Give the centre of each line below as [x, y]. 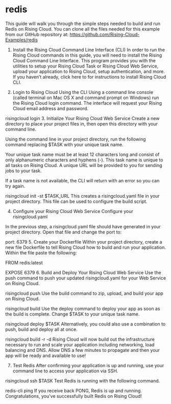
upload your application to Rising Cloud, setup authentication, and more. [89, 71]
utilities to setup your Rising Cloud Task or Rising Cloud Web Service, [86, 66]
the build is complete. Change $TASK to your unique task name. [72, 314]
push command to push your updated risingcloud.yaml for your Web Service [86, 278]
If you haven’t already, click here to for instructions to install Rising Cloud [89, 77]
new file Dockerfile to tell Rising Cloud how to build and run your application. [86, 247]
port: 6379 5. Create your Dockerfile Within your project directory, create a [84, 242]
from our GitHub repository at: [37, 34]
